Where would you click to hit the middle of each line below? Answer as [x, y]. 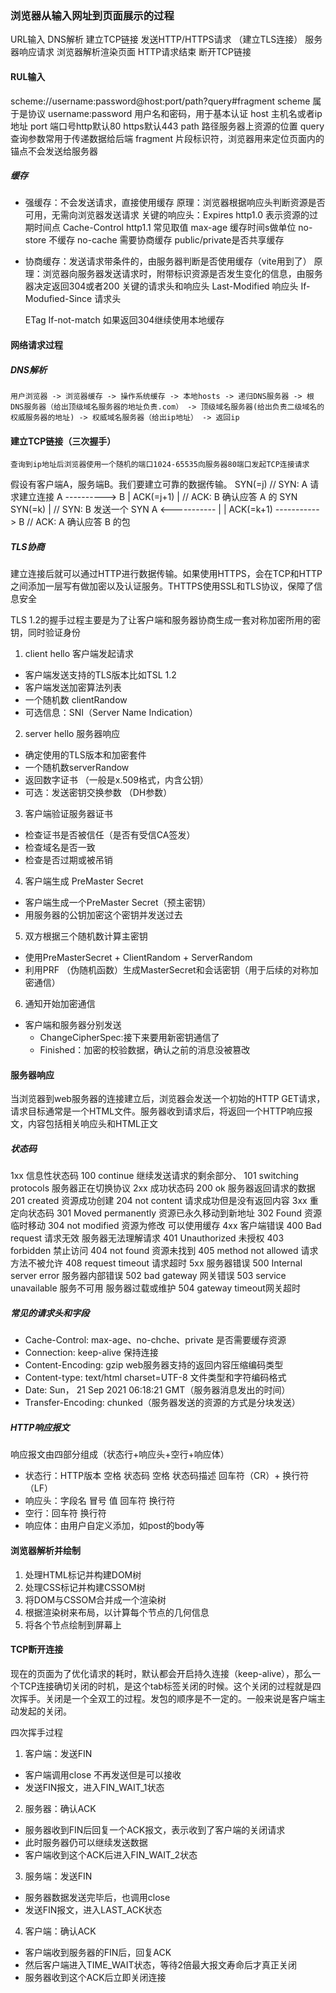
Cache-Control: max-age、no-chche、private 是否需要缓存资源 [155, 1340]
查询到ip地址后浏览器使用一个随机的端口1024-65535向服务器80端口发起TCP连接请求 [160, 465]
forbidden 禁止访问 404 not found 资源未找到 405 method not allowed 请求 [164, 1251]
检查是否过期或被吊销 [68, 860]
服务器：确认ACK [60, 1808]
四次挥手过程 [36, 1732]
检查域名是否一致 [60, 848]
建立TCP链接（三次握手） [63, 441]
